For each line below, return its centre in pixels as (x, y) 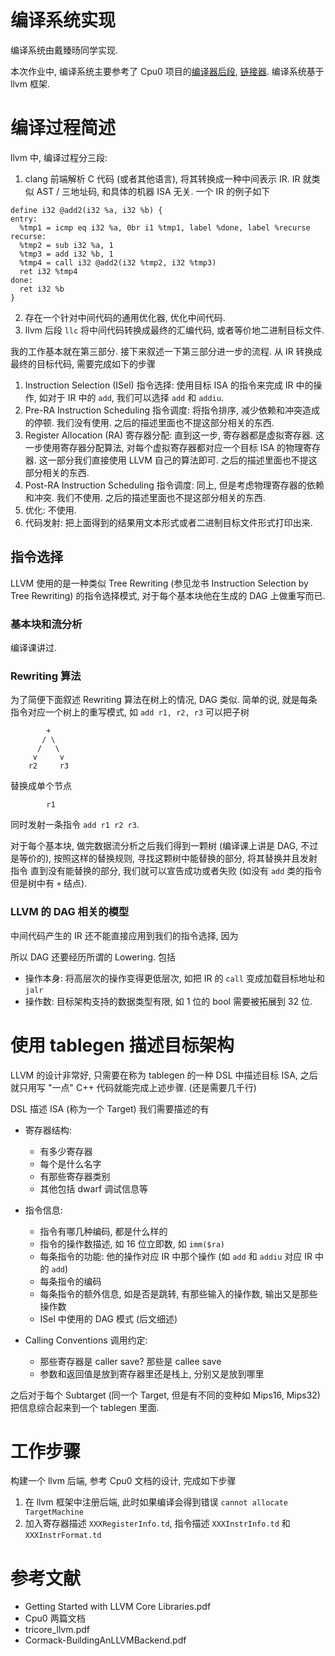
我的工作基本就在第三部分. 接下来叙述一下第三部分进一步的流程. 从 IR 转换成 (166, 351)
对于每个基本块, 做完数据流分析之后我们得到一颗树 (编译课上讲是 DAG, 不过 (164, 846)
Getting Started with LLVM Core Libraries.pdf (118, 1607)
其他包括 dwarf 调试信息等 (94, 1188)
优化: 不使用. (50, 510)
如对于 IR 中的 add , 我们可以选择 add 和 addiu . (131, 397)
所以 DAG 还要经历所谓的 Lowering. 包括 (93, 957)
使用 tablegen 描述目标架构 (122, 1045)
